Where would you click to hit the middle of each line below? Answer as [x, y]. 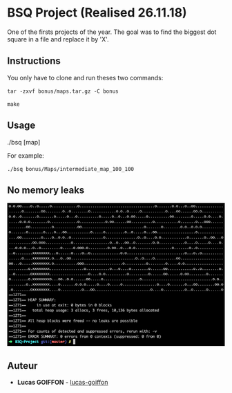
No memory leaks [46, 190]
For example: [26, 155]
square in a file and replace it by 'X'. [58, 39]
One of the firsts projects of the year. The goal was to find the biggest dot [112, 32]
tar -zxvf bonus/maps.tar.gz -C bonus [63, 91]
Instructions [34, 61]
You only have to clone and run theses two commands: [85, 77]
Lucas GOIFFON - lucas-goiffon [62, 382]
